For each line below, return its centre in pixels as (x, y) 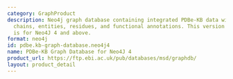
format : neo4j (28, 39)
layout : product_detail (42, 65)
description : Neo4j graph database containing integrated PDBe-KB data (113, 20)
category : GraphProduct (42, 13)
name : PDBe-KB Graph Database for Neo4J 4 (69, 52)
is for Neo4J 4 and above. (52, 33)
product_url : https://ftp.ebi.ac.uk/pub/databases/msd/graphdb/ (102, 58)
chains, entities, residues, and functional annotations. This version (119, 26)
